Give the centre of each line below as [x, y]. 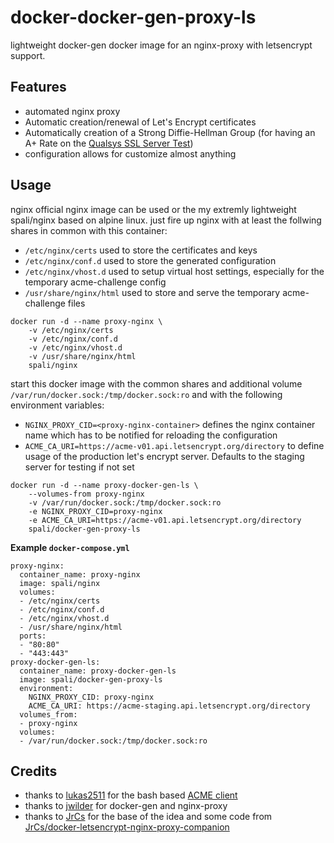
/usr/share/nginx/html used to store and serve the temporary [152, 292]
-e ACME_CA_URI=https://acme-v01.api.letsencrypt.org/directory [165, 520]
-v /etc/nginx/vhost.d [75, 347]
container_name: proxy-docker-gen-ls [98, 671]
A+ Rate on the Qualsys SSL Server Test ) [109, 143]
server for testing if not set [79, 467]
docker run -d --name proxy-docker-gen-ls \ [104, 485]
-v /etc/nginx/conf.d [73, 339]
